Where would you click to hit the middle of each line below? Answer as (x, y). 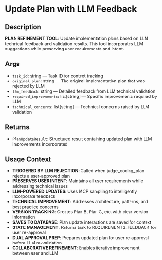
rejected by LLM (28, 86)
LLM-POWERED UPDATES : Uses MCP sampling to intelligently (74, 191)
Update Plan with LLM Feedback (71, 9)
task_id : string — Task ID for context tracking (57, 76)
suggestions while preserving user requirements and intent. (65, 49)
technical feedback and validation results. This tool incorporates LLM (74, 44)
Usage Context (28, 159)
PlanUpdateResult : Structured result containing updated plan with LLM (82, 139)
